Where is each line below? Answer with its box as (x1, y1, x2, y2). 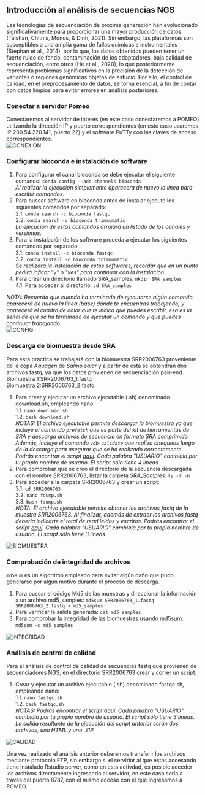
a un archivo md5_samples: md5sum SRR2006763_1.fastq (15, 596, 155, 604)
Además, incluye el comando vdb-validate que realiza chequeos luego (15, 439, 195, 447)
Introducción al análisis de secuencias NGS (6, 5, 175, 15)
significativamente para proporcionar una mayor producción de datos (6, 28, 182, 35)
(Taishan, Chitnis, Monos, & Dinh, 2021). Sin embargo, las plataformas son (6, 34, 193, 42)
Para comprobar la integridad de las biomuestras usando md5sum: (15, 615, 184, 622)
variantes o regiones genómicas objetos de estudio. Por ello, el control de (6, 73, 192, 80)
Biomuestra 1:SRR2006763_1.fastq (6, 375, 92, 382)
